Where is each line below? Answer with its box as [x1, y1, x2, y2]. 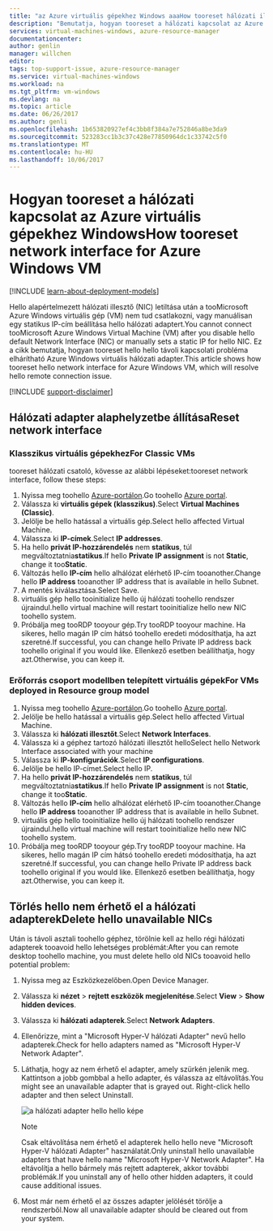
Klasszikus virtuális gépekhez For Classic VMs [9, 448, 195, 459]
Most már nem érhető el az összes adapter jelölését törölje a [20, 1196, 224, 1206]
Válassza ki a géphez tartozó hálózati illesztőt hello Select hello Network [20, 738, 261, 748]
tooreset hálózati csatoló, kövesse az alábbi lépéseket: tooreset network [9, 466, 249, 475]
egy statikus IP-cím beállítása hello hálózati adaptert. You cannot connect [9, 319, 252, 329]
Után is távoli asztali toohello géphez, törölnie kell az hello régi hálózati [9, 934, 245, 943]
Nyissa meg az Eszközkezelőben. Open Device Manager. [20, 975, 209, 985]
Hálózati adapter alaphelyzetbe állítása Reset [9, 410, 240, 424]
